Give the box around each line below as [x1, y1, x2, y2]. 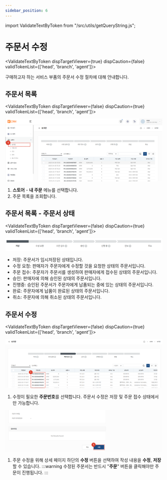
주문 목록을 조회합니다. [12, 193, 57, 199]
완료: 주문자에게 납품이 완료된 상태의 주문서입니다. [12, 288, 110, 294]
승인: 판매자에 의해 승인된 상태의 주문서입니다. [12, 275, 102, 282]
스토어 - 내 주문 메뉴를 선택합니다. [12, 187, 78, 193]
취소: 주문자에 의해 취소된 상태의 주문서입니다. [12, 294, 102, 300]
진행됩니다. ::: [21, 470, 48, 476]
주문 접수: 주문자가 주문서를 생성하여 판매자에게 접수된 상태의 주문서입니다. [12, 269, 158, 275]
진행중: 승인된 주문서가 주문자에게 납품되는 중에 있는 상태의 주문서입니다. [12, 282, 154, 288]
